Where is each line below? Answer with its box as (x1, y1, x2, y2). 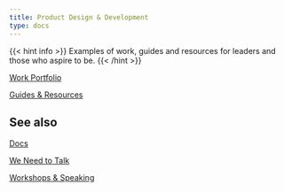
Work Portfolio (9, 72, 62, 82)
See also (9, 114, 58, 129)
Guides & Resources (9, 89, 83, 100)
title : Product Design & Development (9, 12, 149, 22)
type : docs (9, 21, 50, 30)
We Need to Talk (9, 156, 70, 166)
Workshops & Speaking (9, 173, 95, 183)
